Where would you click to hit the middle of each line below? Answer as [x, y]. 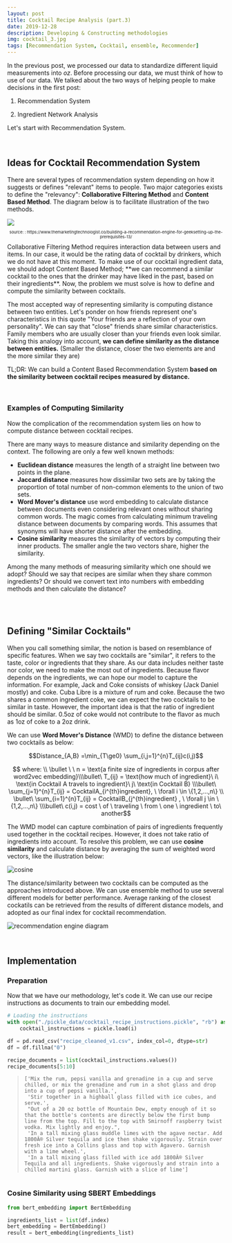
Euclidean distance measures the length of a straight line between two [118, 465]
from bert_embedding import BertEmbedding [69, 1208]
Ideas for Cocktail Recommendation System [104, 163]
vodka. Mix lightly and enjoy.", [72, 1127]
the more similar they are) [44, 356]
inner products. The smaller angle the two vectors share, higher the [113, 546]
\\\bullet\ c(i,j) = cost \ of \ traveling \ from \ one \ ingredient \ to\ [130, 806]
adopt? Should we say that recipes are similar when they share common [109, 574]
